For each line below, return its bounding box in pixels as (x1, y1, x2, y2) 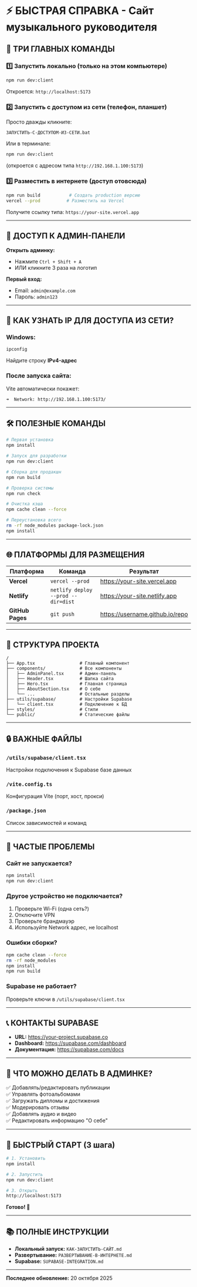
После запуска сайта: (6, 372, 72, 380)
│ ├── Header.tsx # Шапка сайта (6, 676, 114, 682)
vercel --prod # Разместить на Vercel (6, 198, 125, 204)
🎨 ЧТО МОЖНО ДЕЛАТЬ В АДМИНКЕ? (6, 1068, 153, 1078)
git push (50, 610, 75, 617)
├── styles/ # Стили (6, 707, 98, 712)
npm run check (6, 490, 41, 497)
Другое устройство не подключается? (6, 892, 123, 900)
